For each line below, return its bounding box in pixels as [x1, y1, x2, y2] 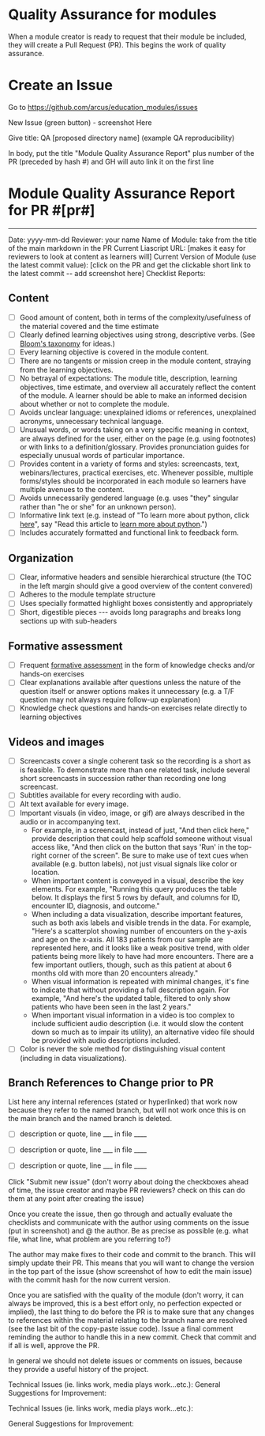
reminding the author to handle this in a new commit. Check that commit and [8, 1332, 257, 1342]
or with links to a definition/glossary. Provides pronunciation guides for [19, 442, 250, 452]
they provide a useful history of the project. [8, 1364, 149, 1373]
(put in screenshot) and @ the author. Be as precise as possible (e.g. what [8, 1226, 248, 1235]
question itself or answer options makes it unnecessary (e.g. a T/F [19, 687, 235, 696]
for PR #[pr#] [8, 202, 95, 219]
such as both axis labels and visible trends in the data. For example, [31, 918, 252, 927]
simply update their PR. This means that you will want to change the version [8, 1258, 255, 1267]
